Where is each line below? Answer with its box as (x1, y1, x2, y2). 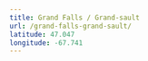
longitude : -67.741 (9, 38, 84, 48)
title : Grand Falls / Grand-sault (9, 13, 141, 22)
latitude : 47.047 (9, 30, 75, 39)
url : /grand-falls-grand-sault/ (9, 22, 132, 30)
